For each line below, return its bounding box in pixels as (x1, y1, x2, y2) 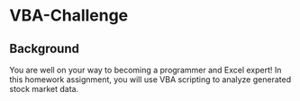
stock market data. (9, 84, 79, 94)
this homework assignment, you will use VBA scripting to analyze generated (9, 74, 291, 85)
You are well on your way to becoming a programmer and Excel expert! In (9, 64, 282, 75)
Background (9, 41, 79, 56)
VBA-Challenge (9, 5, 129, 26)
